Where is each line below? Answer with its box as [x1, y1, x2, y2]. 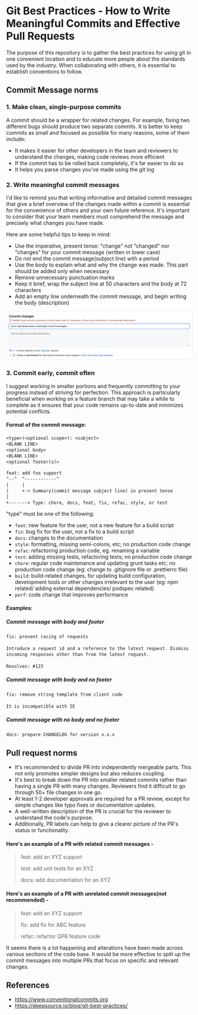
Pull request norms [6, 748, 78, 758]
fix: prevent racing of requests [6, 634, 89, 640]
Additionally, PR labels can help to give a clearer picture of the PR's [14, 820, 178, 827]
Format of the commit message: [6, 421, 86, 429]
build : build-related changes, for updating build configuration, [14, 572, 167, 579]
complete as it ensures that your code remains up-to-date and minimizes [6, 401, 184, 408]
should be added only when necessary [14, 267, 110, 274]
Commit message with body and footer [6, 618, 105, 626]
